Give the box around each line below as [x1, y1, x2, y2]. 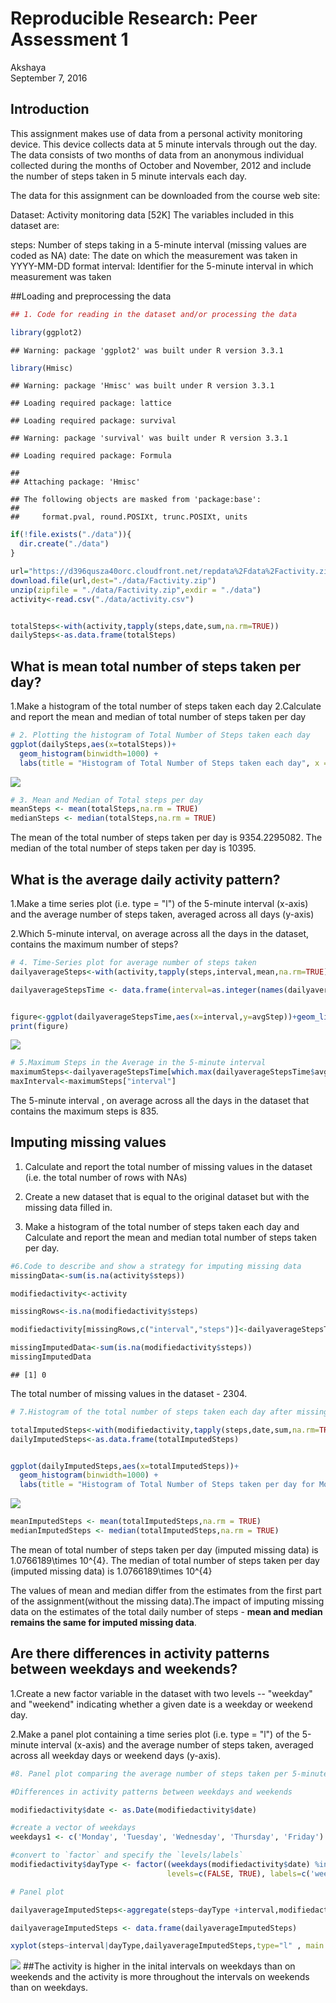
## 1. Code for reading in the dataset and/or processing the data [10, 309, 298, 319]
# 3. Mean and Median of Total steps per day [10, 795, 203, 805]
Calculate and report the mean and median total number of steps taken [24, 1231, 318, 1243]
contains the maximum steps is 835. [10, 1105, 159, 1117]
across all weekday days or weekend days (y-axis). [10, 1749, 222, 1761]
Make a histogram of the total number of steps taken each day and [24, 1220, 300, 1232]
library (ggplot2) [10, 327, 83, 337]
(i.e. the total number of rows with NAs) [24, 1171, 188, 1183]
